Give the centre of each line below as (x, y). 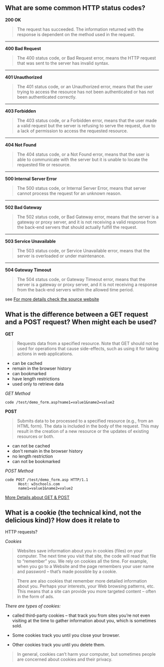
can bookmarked (29, 373)
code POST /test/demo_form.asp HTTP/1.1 (47, 480)
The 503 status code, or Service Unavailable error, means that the (83, 250)
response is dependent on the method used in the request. (76, 34)
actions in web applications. (45, 354)
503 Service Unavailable (31, 241)
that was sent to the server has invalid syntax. (63, 63)
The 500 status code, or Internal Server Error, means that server (82, 188)
